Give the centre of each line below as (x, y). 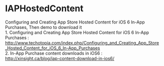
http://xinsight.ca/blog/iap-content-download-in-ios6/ (60, 58)
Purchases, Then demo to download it (43, 27)
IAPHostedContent (44, 9)
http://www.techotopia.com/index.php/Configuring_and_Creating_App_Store (82, 43)
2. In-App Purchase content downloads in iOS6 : (54, 53)
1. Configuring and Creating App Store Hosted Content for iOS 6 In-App (77, 32)
